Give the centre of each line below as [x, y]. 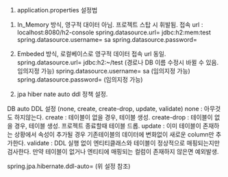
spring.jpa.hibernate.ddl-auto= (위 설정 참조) [69, 166]
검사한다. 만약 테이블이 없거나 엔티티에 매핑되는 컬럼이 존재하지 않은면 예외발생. [113, 152]
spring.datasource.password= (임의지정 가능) [80, 80]
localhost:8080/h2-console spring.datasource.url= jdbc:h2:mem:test [114, 32]
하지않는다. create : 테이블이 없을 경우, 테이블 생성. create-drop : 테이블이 [114, 117]
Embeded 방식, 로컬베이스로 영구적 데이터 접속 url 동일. [91, 54]
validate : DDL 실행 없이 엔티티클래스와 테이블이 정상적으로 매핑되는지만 [124, 143]
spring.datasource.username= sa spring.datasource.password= [107, 39]
